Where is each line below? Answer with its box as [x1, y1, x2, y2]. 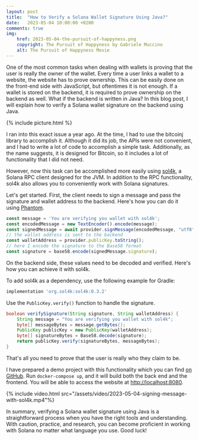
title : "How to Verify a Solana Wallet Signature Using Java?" [6, 14, 168, 20]
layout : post [6, 8, 38, 15]
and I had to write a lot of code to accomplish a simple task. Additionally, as [6, 143, 190, 150]
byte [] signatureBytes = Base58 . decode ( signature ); [17, 333, 147, 339]
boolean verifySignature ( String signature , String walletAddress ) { [6, 311, 179, 317]
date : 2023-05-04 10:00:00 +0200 [6, 20, 94, 25]
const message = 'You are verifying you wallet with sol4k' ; [6, 215, 161, 221]
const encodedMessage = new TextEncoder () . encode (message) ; [6, 221, 158, 227]
